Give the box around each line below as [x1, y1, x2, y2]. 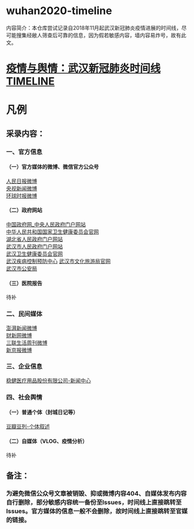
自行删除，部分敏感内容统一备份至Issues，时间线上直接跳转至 [6, 498, 182, 507]
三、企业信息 [6, 363, 43, 371]
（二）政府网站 [6, 207, 42, 214]
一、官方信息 [6, 148, 43, 156]
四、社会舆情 [6, 393, 43, 401]
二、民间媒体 [6, 310, 43, 318]
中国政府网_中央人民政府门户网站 [6, 221, 86, 228]
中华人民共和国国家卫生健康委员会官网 [6, 228, 99, 236]
